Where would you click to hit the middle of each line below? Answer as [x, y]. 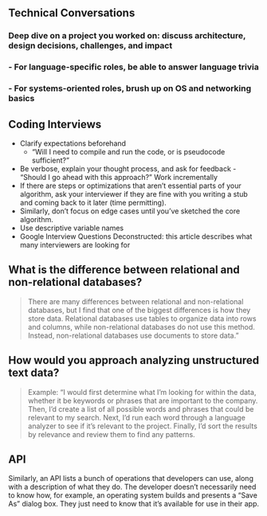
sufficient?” [51, 160]
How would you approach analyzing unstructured [134, 360]
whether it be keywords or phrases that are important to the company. [143, 401]
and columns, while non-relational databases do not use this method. [141, 326]
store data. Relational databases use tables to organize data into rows [142, 319]
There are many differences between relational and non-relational [135, 301]
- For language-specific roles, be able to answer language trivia [133, 67]
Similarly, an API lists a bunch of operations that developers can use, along [131, 479]
